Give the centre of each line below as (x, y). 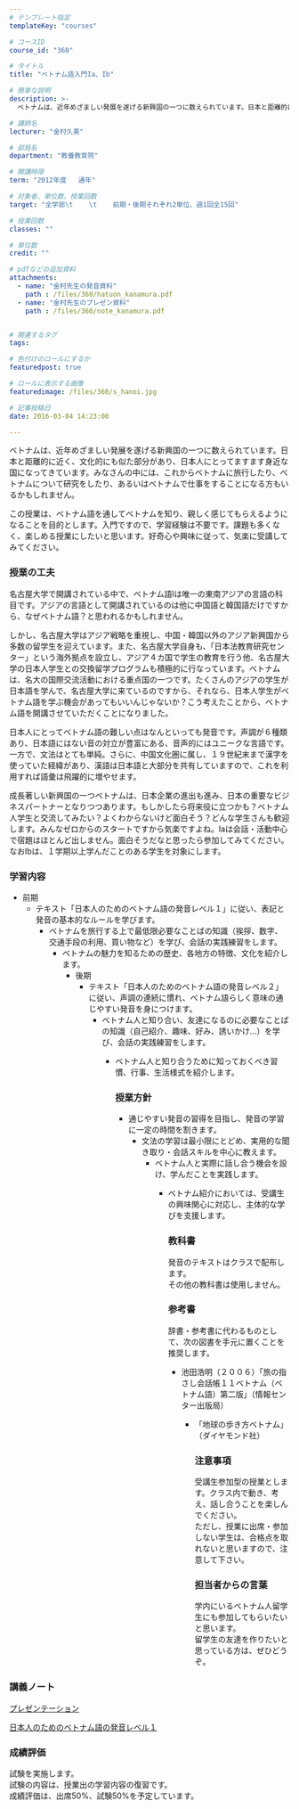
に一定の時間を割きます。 (175, 1130)
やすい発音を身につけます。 (147, 1009)
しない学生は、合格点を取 (242, 1537)
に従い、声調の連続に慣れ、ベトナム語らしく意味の (182, 997)
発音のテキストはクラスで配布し (226, 1262)
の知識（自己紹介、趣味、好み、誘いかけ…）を (187, 1031)
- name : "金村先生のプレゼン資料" (74, 303)
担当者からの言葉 (231, 1585)
